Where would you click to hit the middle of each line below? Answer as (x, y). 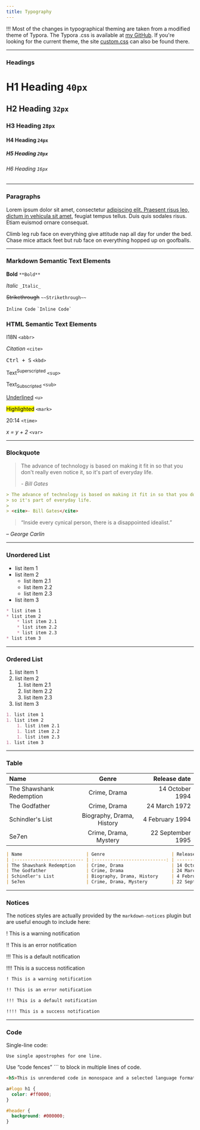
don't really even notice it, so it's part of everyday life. (87, 472)
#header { (18, 1111)
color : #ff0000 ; (32, 1094)
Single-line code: (27, 1045)
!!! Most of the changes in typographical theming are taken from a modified (98, 29)
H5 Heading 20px (27, 154)
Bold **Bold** (23, 274)
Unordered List (28, 555)
